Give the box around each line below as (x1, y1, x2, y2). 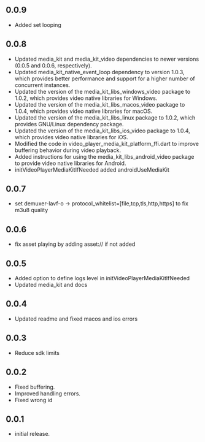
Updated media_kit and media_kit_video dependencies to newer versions (14, 55, 199, 63)
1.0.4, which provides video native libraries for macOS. (14, 107, 153, 115)
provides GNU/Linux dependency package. (14, 120, 124, 128)
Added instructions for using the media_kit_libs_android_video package (14, 153, 195, 160)
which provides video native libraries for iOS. (14, 133, 128, 140)
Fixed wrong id (14, 396, 53, 403)
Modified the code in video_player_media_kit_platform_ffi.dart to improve (14, 140, 199, 147)
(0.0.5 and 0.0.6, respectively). (14, 61, 93, 69)
